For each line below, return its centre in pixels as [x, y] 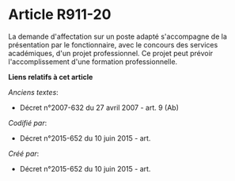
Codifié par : [28, 123]
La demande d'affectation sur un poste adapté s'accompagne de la [118, 36]
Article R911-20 [60, 15]
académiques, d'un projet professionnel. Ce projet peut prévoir [111, 53]
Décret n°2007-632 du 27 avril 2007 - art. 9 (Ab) [99, 107]
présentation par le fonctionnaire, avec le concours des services [113, 44]
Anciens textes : [34, 92]
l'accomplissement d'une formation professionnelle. [93, 62]
